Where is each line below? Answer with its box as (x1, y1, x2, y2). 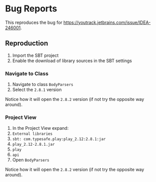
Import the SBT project (12, 52, 59, 58)
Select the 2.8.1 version (12, 87, 62, 92)
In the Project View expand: (12, 125, 69, 131)
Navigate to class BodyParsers (12, 82, 73, 88)
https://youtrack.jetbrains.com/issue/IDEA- (63, 19, 151, 25)
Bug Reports (5, 3, 57, 14)
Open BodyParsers (12, 157, 50, 163)
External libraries (12, 131, 53, 137)
